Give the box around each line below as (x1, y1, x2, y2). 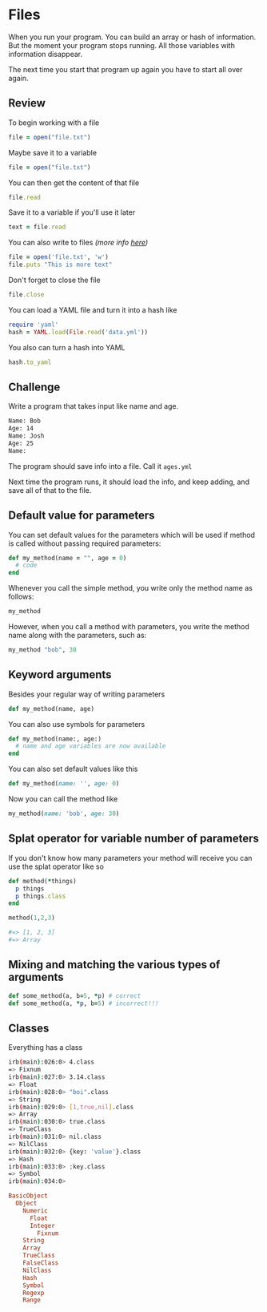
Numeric (22, 1206, 48, 1215)
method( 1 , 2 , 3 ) (8, 914, 56, 922)
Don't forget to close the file (8, 275, 102, 285)
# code (15, 561, 38, 570)
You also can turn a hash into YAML (8, 342, 126, 352)
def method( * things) (8, 877, 78, 885)
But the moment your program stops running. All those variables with (8, 40, 236, 50)
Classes (8, 1021, 50, 1035)
